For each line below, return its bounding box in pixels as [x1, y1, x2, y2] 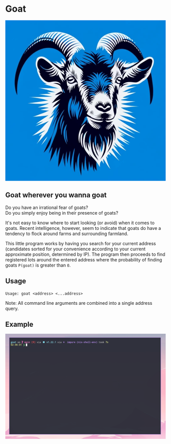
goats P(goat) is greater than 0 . [5, 262, 71, 268]
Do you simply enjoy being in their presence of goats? [5, 210, 119, 216]
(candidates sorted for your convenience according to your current [5, 246, 146, 252]
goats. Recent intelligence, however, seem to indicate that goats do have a [5, 225, 161, 231]
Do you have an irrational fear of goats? [5, 204, 88, 211]
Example [5, 320, 34, 329]
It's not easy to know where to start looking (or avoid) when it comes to [5, 220, 155, 226]
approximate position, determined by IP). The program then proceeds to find [5, 251, 165, 257]
